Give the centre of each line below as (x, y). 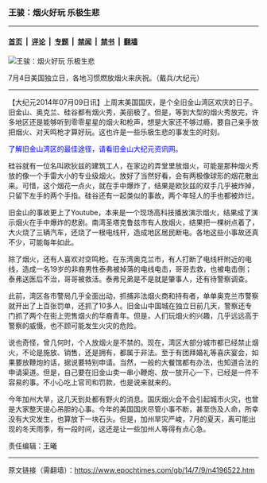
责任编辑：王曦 (33, 446)
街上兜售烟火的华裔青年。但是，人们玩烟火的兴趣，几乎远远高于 (154, 315)
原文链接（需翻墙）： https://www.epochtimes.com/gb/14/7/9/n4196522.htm (132, 469)
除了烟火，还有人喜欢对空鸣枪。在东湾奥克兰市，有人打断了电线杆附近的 (126, 259)
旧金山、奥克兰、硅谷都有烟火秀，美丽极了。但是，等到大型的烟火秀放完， (130, 112)
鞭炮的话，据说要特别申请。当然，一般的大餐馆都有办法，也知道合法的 (144, 362)
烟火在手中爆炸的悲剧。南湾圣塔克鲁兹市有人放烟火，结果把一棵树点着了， (137, 222)
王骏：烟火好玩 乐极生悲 (54, 12)
